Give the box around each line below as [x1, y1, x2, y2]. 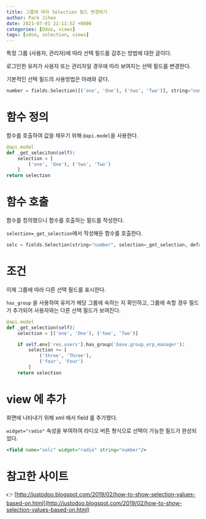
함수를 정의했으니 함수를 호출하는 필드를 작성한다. [6, 217, 124, 224]
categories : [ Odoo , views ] [6, 26, 75, 33]
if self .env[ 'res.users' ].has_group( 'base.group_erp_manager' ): [17, 341, 185, 347]
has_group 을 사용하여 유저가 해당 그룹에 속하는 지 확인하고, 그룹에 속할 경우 [6, 299, 188, 306]
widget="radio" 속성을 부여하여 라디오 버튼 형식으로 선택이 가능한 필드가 [6, 427, 181, 434]
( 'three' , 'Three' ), [39, 353, 92, 359]
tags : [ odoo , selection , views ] [6, 32, 89, 38]
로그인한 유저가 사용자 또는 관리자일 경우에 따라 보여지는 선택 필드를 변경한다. [6, 63, 191, 70]
